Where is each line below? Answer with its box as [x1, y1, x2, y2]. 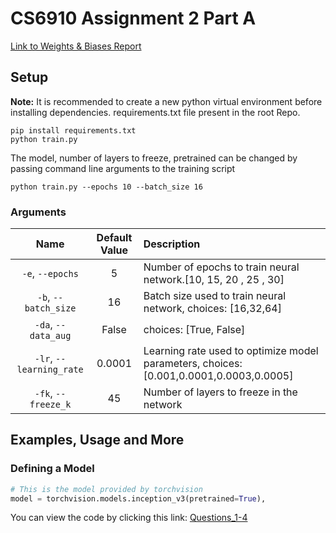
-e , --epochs [21, 267, 79, 281]
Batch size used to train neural [143, 289, 287, 303]
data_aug [29, 330, 72, 342]
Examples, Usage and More [10, 432, 185, 449]
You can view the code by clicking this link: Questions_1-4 [10, 512, 248, 524]
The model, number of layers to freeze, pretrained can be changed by [10, 152, 298, 164]
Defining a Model [10, 462, 95, 476]
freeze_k [29, 399, 72, 411]
